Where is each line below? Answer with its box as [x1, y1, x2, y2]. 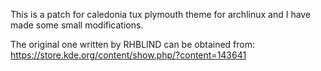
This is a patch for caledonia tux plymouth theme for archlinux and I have [10, 9, 312, 20]
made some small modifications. [10, 19, 144, 31]
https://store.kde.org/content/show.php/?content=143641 [10, 49, 247, 61]
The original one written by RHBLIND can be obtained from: [10, 39, 256, 50]
